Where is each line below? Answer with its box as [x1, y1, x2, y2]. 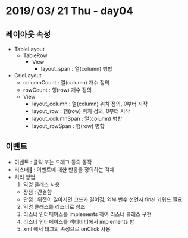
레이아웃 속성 [5, 29, 51, 39]
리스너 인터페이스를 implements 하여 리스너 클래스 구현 [23, 210, 152, 218]
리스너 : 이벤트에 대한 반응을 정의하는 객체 [14, 165, 115, 173]
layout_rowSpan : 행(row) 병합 [32, 123, 105, 129]
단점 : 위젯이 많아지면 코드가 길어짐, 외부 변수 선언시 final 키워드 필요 [23, 195, 183, 203]
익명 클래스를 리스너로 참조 [23, 203, 86, 210]
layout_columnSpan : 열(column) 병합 [32, 115, 123, 122]
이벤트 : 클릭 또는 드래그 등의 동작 [14, 158, 92, 165]
